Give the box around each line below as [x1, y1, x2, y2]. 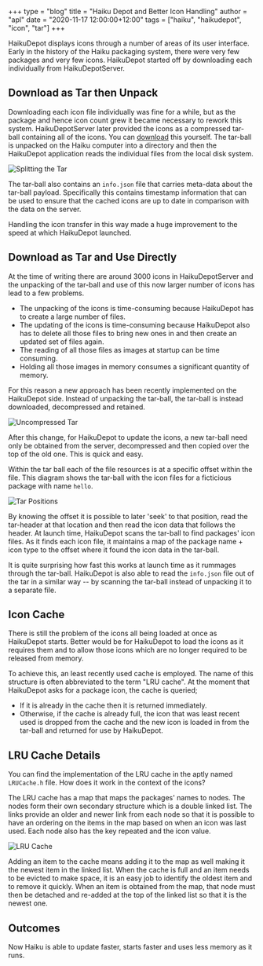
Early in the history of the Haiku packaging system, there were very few [8, 47, 240, 56]
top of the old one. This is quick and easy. [8, 449, 144, 459]
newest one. [8, 898, 49, 908]
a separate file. [8, 585, 57, 595]
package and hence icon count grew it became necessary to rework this [8, 115, 243, 125]
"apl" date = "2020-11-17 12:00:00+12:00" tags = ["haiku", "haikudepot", [8, 15, 242, 24]
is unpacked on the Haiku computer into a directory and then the [8, 141, 217, 150]
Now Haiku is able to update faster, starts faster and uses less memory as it [8, 942, 253, 952]
